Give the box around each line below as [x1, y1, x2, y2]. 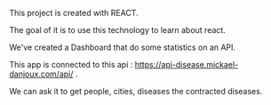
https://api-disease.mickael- [134, 60, 239, 69]
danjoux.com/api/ [9, 69, 74, 79]
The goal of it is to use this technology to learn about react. [9, 25, 227, 35]
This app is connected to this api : [9, 60, 133, 69]
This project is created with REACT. [9, 8, 139, 18]
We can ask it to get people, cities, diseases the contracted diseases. [9, 86, 263, 96]
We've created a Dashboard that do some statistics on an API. [9, 42, 236, 52]
